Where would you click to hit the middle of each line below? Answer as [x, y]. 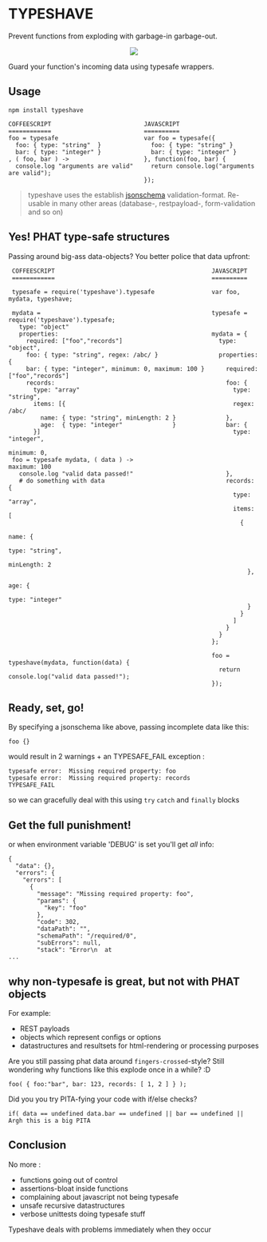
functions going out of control [69, 1180]
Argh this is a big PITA [49, 1121]
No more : [25, 1164]
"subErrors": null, [69, 943]
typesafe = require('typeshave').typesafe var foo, [126, 292]
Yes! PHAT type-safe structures [89, 237]
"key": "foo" [65, 908]
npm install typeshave [46, 110]
